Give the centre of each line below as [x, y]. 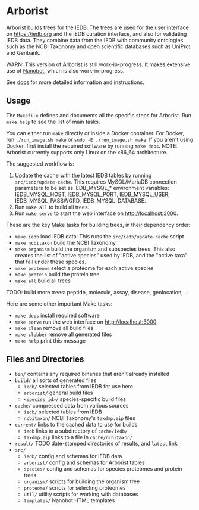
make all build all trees [43, 281]
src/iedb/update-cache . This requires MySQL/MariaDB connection [96, 181]
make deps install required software [57, 315]
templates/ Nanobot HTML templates [69, 500]
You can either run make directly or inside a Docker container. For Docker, [95, 133]
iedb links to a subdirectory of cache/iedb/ [75, 431]
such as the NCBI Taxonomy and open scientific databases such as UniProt [98, 46]
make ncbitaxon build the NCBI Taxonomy [65, 242]
